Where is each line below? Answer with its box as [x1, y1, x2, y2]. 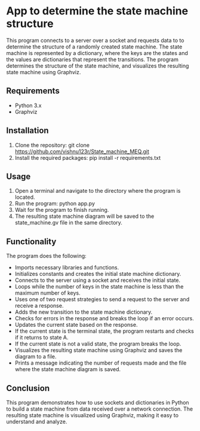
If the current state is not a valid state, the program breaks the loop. [14, 340, 181, 348]
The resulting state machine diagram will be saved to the [14, 213, 155, 220]
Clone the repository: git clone [14, 141, 90, 148]
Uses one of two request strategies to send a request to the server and [14, 296, 190, 303]
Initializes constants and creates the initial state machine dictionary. [14, 271, 181, 278]
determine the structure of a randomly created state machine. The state [6, 43, 183, 50]
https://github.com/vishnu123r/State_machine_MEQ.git [14, 148, 149, 155]
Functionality [6, 236, 57, 247]
